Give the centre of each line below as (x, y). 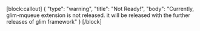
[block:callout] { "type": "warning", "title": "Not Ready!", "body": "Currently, (100, 9)
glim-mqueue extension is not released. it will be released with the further (98, 15)
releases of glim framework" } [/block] (54, 22)
